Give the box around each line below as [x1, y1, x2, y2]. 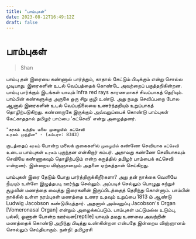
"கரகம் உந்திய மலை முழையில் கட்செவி [6, 127, 85, 133]
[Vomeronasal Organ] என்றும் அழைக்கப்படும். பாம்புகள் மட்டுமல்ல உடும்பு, [6, 206, 177, 213]
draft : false [6, 19, 38, 25]
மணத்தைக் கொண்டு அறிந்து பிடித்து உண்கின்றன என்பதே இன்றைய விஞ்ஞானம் [6, 220, 185, 227]
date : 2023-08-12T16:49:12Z [6, 14, 75, 20]
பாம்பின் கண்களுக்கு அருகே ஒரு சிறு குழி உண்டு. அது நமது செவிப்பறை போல [6, 95, 180, 102]
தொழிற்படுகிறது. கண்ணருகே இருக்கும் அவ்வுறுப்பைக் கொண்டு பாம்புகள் [6, 109, 169, 116]
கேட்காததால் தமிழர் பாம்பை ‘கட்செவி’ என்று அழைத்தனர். [6, 115, 136, 122]
